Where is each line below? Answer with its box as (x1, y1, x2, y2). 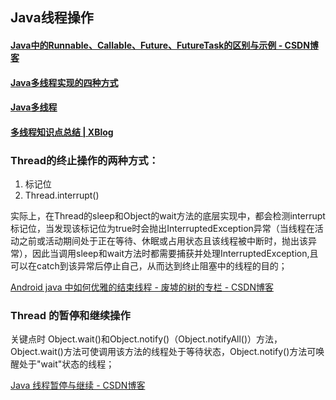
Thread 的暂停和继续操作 (10, 308, 131, 322)
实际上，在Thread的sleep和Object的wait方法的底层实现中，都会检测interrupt (10, 210, 326, 222)
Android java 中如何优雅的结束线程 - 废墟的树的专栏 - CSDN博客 (10, 281, 274, 293)
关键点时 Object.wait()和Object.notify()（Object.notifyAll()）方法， (10, 333, 283, 345)
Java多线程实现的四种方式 (10, 76, 119, 88)
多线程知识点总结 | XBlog (10, 126, 114, 138)
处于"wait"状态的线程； (18, 358, 115, 370)
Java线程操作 (10, 9, 94, 27)
